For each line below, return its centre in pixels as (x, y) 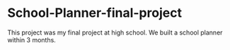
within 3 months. (32, 39)
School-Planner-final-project (95, 13)
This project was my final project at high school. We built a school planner (115, 32)
